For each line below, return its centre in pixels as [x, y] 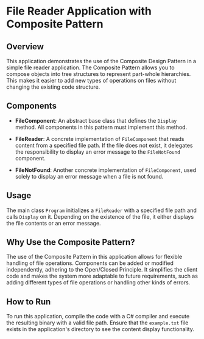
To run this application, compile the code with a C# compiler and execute [98, 317]
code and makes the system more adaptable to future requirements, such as [102, 276]
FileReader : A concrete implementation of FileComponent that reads [100, 139]
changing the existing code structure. [53, 87]
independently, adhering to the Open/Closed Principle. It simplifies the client [102, 270]
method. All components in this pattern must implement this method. [101, 127]
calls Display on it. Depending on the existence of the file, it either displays [100, 216]
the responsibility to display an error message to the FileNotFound [98, 152]
